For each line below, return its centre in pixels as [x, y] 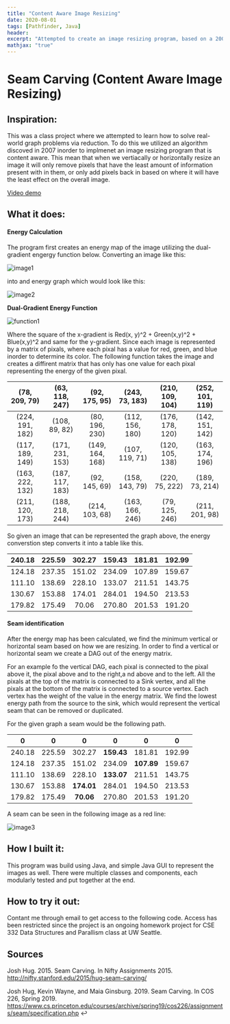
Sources [25, 954]
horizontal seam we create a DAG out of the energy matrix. [90, 653]
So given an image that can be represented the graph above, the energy [109, 536]
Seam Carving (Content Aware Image [115, 79]
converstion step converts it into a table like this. [75, 543]
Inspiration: [32, 119]
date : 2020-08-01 [32, 20]
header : [18, 33]
